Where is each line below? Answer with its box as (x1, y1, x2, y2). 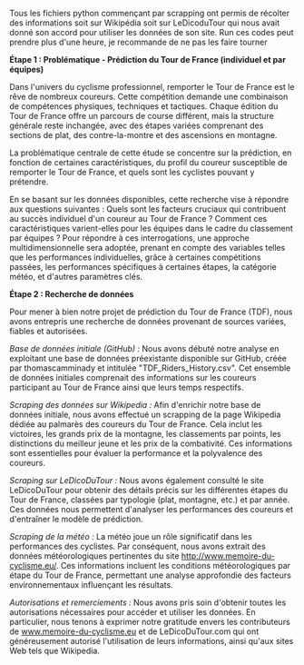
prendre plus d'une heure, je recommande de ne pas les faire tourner (9, 36, 268, 47)
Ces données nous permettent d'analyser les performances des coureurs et (9, 504, 293, 514)
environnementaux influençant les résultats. (9, 580, 174, 590)
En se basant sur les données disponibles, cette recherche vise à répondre (9, 194, 289, 204)
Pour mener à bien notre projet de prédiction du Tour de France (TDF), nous (9, 306, 293, 317)
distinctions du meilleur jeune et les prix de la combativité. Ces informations (9, 438, 293, 449)
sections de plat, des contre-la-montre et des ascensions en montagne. (9, 130, 278, 140)
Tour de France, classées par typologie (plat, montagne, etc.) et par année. (9, 494, 290, 505)
